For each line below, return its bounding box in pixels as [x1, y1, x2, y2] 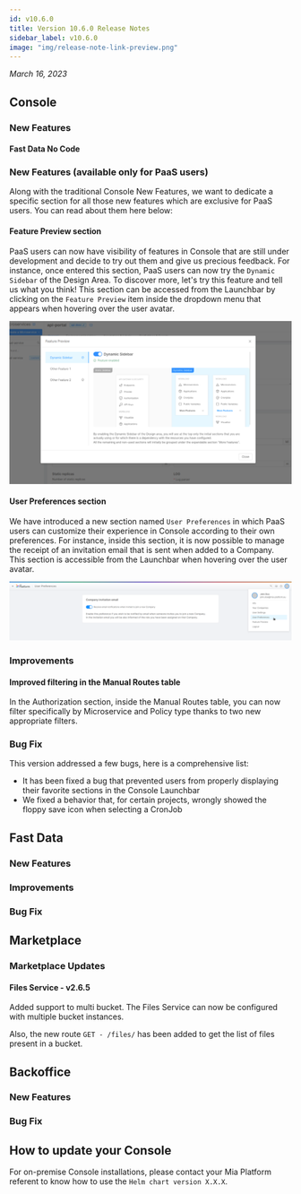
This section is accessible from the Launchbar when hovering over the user [9, 554, 288, 565]
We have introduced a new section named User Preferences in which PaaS [9, 515, 285, 526]
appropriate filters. [9, 715, 78, 726]
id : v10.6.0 [9, 14, 54, 23]
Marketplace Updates [9, 959, 106, 972]
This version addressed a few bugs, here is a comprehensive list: [9, 758, 249, 769]
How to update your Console [9, 1143, 172, 1158]
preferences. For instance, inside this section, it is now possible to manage [9, 534, 285, 546]
